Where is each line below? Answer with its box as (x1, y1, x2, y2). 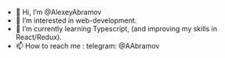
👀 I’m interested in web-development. (15, 16, 137, 25)
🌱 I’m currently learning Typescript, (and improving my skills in (15, 24, 218, 33)
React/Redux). (15, 32, 62, 42)
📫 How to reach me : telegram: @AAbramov (15, 42, 160, 50)
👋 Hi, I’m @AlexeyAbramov (15, 8, 102, 16)
